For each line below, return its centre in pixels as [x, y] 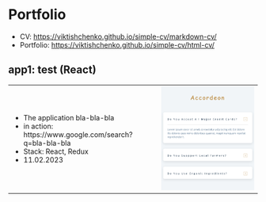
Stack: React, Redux [56, 151]
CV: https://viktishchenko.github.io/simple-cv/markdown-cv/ [118, 36]
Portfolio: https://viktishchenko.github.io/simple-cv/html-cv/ [117, 44]
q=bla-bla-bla [47, 143]
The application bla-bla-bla [69, 118]
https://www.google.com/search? [78, 135]
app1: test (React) [52, 70]
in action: [38, 126]
